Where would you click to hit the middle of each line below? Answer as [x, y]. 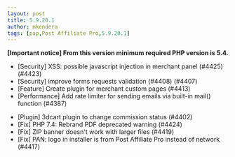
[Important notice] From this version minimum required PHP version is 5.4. [118, 53]
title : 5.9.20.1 [31, 20]
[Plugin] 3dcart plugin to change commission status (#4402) [105, 117]
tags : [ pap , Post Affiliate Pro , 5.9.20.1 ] [69, 33]
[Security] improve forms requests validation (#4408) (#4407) [107, 82]
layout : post [26, 14]
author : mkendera [33, 27]
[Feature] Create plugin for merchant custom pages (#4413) [104, 89]
